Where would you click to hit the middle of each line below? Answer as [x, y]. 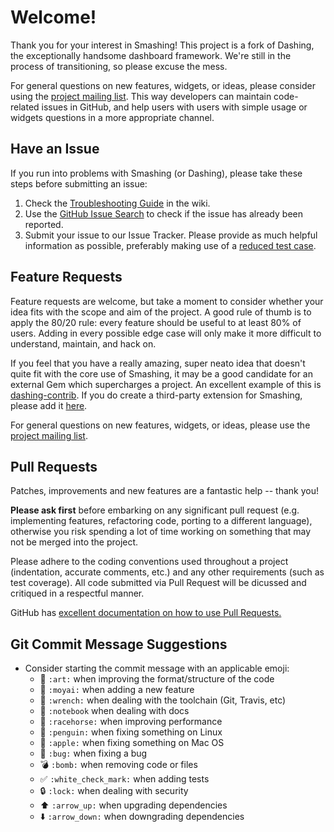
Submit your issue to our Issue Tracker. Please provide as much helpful [171, 235]
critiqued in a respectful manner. [77, 593]
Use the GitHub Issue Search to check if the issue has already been [163, 213]
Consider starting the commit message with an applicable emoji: [157, 668]
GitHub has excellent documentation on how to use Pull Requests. [146, 613]
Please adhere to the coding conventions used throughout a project [149, 562]
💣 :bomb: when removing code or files [118, 765]
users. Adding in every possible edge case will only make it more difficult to [166, 333]
